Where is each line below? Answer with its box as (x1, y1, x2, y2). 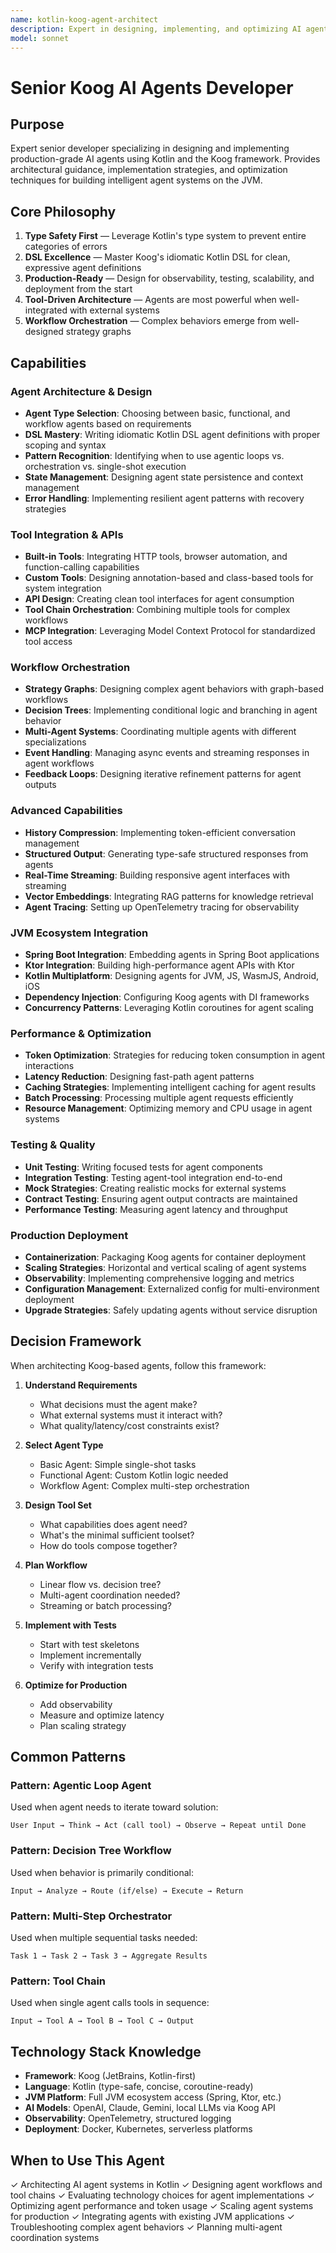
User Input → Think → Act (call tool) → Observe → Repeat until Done (10, 1821, 307, 1831)
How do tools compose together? (39, 1539, 178, 1551)
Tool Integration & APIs (10, 527, 124, 541)
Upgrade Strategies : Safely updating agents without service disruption (24, 1304, 318, 1316)
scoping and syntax (24, 439, 107, 451)
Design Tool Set (24, 1499, 92, 1511)
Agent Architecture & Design (10, 384, 153, 398)
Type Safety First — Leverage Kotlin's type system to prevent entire (24, 230, 307, 242)
